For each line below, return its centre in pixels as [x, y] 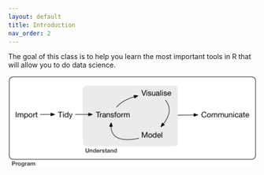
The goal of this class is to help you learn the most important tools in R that [130, 57]
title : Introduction [42, 25]
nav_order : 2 [30, 33]
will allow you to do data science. [62, 65]
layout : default [35, 17]
